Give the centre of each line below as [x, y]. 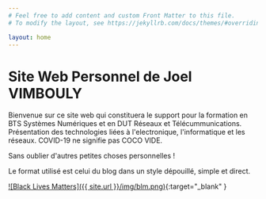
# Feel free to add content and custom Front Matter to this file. [122, 15]
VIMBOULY [46, 93]
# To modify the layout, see [56, 23]
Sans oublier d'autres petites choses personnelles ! [92, 156]
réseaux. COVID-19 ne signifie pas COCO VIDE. [85, 140]
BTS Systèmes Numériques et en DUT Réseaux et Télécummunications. [125, 124]
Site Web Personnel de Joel [100, 77]
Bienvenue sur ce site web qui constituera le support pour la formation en [128, 115]
